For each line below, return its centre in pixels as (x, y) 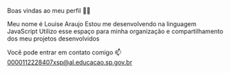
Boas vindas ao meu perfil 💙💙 (49, 11)
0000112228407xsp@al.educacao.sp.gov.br (70, 62)
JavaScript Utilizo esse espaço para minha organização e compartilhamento (115, 31)
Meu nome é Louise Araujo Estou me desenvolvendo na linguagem (102, 24)
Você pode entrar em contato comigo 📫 (64, 52)
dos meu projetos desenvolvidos (53, 39)
